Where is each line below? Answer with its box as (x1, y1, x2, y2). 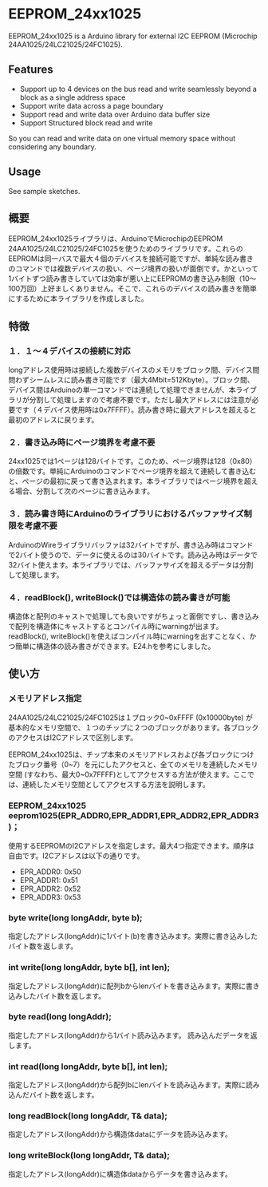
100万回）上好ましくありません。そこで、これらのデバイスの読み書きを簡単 (8, 284, 257, 294)
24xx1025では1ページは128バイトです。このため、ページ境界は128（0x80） (8, 457, 257, 466)
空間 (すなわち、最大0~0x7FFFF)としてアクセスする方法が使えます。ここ (8, 770, 248, 779)
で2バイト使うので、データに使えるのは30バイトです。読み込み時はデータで (8, 550, 258, 560)
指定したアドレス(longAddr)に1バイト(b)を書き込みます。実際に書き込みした (8, 932, 258, 941)
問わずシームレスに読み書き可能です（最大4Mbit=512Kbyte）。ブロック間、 (8, 375, 254, 385)
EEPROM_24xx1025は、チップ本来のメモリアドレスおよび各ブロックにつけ (8, 750, 254, 759)
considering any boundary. (8, 141, 97, 152)
